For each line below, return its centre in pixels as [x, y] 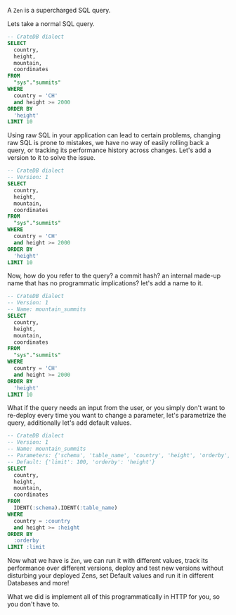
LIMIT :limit [26, 547]
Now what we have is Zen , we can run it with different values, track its [108, 561]
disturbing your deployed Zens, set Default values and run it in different [111, 576]
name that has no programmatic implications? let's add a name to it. [105, 283]
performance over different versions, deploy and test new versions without [115, 568]
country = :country [42, 521]
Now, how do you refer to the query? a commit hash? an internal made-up [114, 276]
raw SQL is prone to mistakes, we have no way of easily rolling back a [108, 143]
